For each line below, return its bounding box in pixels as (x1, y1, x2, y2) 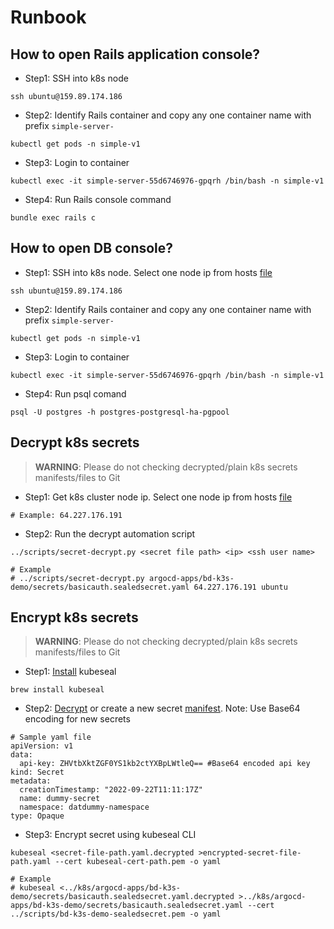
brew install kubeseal (10, 685, 105, 695)
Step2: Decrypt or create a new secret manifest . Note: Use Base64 (24, 702, 301, 715)
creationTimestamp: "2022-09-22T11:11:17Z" (19, 785, 203, 795)
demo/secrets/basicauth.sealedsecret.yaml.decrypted (10, 892, 235, 902)
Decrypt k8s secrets (10, 434, 140, 451)
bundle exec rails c (10, 213, 97, 223)
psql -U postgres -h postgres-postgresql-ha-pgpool (10, 407, 230, 417)
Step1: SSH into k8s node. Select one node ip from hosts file (24, 266, 273, 278)
